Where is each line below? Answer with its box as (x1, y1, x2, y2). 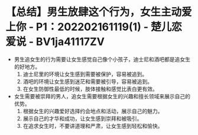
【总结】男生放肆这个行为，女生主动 (5, 5, 182, 19)
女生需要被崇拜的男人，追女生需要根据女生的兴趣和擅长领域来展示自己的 (14, 92, 190, 99)
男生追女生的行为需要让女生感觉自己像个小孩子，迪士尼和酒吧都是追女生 (14, 56, 190, 63)
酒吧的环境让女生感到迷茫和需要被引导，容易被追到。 (22, 78, 153, 85)
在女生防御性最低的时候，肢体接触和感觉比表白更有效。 (22, 85, 158, 92)
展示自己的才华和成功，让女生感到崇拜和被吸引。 (22, 115, 142, 122)
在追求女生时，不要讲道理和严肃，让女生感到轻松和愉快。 (22, 122, 163, 129)
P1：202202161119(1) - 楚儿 (35, 20, 172, 34)
